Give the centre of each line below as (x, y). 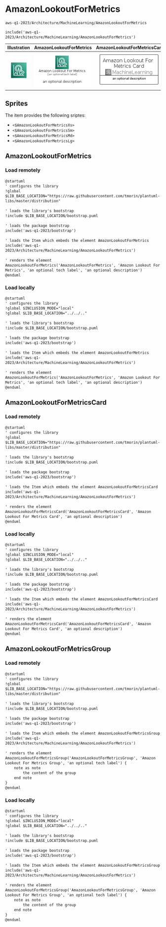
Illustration (19, 47)
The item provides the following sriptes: (45, 115)
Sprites (17, 103)
